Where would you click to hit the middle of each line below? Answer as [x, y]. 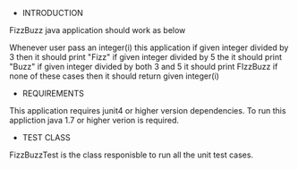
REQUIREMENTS [53, 93]
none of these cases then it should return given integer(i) [114, 76]
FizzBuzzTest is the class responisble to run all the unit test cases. [131, 155]
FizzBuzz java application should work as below [98, 30]
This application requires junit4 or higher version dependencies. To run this [148, 110]
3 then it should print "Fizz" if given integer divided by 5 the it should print [146, 57]
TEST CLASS [46, 137]
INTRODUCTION [52, 13]
